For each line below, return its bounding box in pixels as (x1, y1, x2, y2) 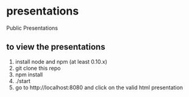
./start (15, 77, 30, 84)
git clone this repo (15, 64, 61, 72)
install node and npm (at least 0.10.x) (15, 58, 108, 65)
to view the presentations (6, 42, 105, 52)
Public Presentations (6, 24, 59, 32)
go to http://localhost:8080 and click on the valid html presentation (15, 84, 184, 91)
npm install (15, 71, 43, 78)
